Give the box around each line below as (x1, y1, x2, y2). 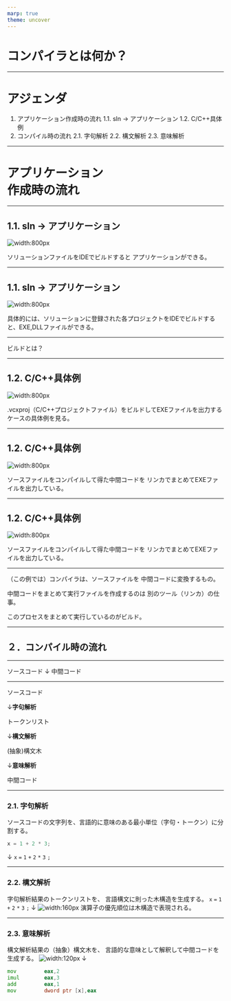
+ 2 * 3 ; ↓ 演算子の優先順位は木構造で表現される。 (7, 903, 195, 912)
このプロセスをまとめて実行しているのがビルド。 (7, 613, 146, 621)
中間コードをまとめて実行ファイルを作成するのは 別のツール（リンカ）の (7, 589, 214, 598)
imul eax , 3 (7, 974, 60, 981)
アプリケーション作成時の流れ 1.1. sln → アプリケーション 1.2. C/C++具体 (16, 115, 222, 123)
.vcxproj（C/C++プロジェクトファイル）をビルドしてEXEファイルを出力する (7, 405, 223, 413)
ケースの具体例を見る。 (7, 414, 74, 422)
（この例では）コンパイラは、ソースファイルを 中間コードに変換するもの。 (7, 575, 220, 583)
